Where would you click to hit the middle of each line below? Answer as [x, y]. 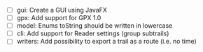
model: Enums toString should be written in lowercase [94, 26]
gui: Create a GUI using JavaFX [62, 10]
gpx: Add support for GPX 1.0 [59, 18]
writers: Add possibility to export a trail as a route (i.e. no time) [106, 42]
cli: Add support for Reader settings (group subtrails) [93, 33]
